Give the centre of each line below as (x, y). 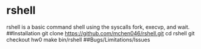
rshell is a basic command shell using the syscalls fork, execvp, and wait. (98, 27)
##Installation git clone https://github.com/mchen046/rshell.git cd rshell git (100, 33)
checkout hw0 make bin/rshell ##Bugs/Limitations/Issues (78, 39)
